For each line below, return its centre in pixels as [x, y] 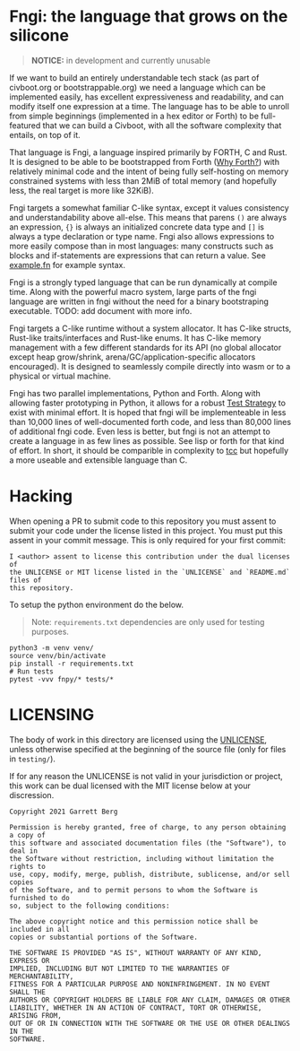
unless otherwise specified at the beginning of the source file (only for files [148, 749]
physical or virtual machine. [60, 376]
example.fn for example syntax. [67, 265]
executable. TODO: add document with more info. [101, 310]
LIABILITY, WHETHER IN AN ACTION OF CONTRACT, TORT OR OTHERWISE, [136, 1008]
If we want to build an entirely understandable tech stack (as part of [134, 77]
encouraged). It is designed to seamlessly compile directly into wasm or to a [150, 366]
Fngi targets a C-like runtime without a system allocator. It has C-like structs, [150, 328]
